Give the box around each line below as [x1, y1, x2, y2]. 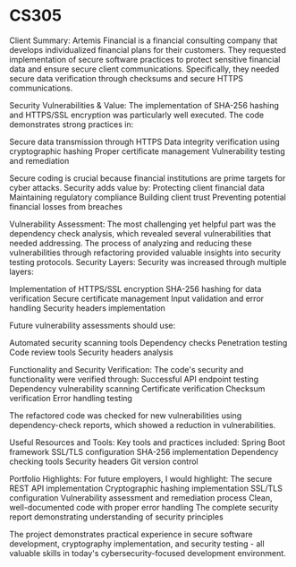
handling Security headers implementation [9, 302, 165, 314]
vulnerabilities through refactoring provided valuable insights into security [9, 247, 282, 258]
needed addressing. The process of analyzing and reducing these [9, 237, 252, 248]
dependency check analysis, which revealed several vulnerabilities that [9, 228, 271, 238]
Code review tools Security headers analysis [9, 347, 173, 357]
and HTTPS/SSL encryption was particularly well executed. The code [9, 109, 265, 120]
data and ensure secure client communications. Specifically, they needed [9, 64, 280, 74]
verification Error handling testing [9, 392, 132, 403]
